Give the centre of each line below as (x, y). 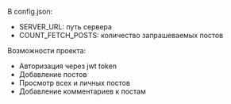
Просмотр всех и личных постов (74, 83)
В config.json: (30, 12)
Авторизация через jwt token (67, 66)
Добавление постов (53, 74)
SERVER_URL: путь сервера (65, 27)
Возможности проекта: (47, 50)
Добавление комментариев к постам (82, 91)
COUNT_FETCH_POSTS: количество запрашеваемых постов (121, 35)
